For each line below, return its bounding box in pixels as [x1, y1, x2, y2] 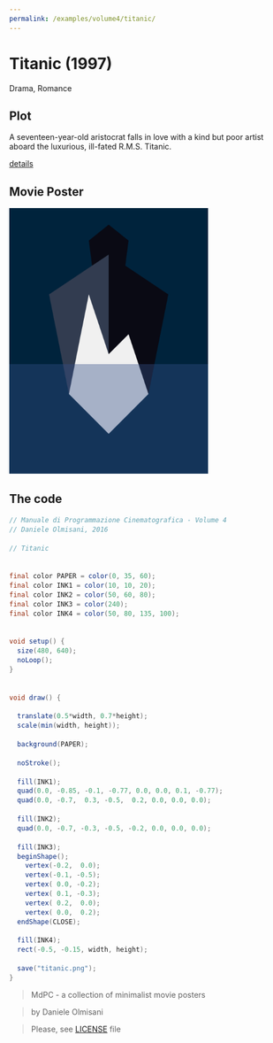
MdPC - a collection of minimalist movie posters [30, 989, 206, 1000]
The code [9, 491, 63, 506]
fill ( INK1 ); [17, 777, 62, 786]
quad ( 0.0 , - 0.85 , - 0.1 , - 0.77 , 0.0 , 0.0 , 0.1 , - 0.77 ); [17, 786, 224, 796]
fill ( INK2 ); [17, 815, 62, 823]
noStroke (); [17, 758, 62, 768]
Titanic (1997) [9, 53, 113, 73]
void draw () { [9, 693, 62, 702]
